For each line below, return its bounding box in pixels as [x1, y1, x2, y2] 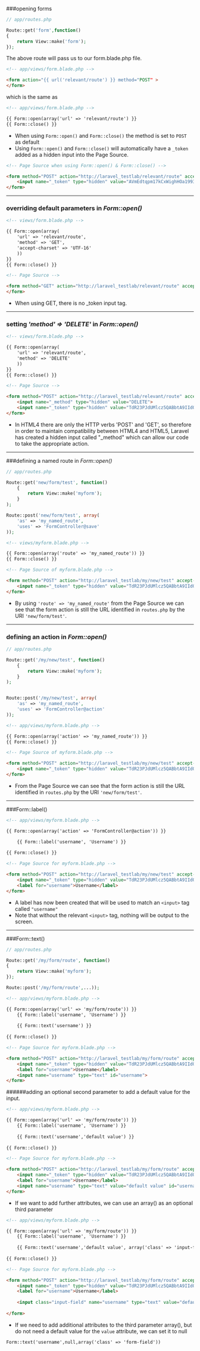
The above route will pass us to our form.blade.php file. [6, 55, 142, 62]
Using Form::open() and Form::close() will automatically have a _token [14, 144, 189, 152]
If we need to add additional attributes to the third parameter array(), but [14, 1321, 192, 1328]
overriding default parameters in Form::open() [6, 204, 143, 212]
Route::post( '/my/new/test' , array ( [6, 695, 97, 701]
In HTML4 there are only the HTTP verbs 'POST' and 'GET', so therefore [14, 421, 192, 428]
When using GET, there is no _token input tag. [14, 299, 127, 307]
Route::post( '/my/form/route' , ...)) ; [6, 985, 100, 991]
